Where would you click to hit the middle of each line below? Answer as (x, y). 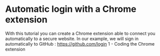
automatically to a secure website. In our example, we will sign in (72, 39)
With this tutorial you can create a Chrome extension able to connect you (80, 33)
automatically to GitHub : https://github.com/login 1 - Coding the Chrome (80, 44)
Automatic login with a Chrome (71, 9)
